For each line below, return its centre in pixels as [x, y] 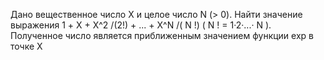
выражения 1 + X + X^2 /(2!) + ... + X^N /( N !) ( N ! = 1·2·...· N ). [141, 25]
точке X [26, 46]
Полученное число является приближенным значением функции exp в [162, 35]
